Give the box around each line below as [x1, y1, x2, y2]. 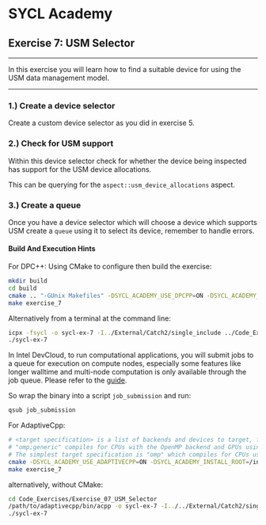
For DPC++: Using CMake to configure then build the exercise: [8, 262, 212, 272]
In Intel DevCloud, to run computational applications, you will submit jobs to [8, 350, 254, 360]
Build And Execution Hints [8, 244, 97, 253]
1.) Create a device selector [8, 100, 116, 111]
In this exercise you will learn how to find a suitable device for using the [8, 65, 241, 74]
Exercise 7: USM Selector [8, 36, 135, 50]
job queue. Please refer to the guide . [8, 375, 127, 385]
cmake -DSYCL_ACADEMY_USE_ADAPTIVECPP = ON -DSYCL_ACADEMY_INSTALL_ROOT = [8, 458, 249, 466]
